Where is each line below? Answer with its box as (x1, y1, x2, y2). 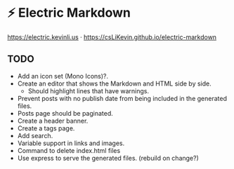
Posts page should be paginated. (17, 109, 114, 117)
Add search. (17, 131, 53, 140)
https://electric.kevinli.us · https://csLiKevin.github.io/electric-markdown (7, 32, 216, 41)
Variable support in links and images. (17, 139, 125, 147)
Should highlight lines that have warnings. (27, 86, 150, 95)
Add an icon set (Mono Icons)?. (17, 72, 109, 80)
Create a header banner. (17, 116, 89, 125)
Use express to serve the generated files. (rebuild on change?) (17, 154, 199, 162)
